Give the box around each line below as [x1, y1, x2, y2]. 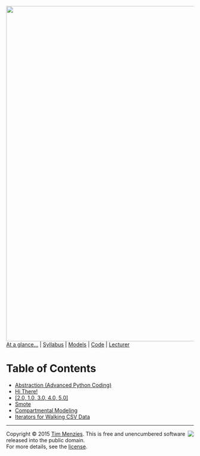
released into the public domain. [6, 436, 85, 443]
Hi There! [14, 387, 38, 395]
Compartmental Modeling [14, 407, 78, 414]
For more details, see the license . [6, 443, 87, 450]
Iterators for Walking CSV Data [14, 413, 90, 420]
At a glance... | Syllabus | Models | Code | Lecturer [6, 341, 130, 348]
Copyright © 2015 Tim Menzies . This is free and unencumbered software [6, 430, 186, 438]
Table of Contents [6, 362, 96, 376]
